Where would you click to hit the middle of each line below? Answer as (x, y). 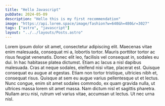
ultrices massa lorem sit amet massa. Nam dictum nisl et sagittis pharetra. (80, 88)
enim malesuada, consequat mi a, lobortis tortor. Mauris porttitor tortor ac (80, 52)
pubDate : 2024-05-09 (27, 14)
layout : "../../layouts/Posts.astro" (44, 33)
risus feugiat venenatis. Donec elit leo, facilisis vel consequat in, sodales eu (82, 57)
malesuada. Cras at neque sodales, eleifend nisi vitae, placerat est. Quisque (82, 68)
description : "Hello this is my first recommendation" (63, 19)
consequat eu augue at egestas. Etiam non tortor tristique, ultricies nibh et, (82, 73)
